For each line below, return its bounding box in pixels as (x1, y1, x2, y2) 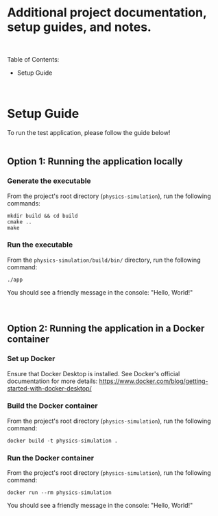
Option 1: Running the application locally (7, 156, 183, 167)
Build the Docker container (7, 401, 98, 410)
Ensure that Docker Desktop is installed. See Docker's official (7, 369, 180, 378)
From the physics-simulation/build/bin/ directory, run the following (7, 256, 201, 264)
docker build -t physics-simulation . (7, 437, 118, 444)
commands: (7, 199, 41, 207)
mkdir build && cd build (7, 212, 78, 219)
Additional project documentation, (7, 5, 207, 21)
